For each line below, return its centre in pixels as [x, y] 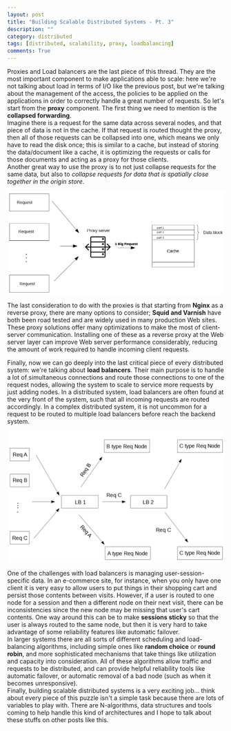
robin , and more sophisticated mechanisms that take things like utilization [112, 654]
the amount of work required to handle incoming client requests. [98, 349]
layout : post [26, 14]
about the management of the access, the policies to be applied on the [108, 94]
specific [19, 581]
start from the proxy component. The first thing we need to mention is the [112, 108]
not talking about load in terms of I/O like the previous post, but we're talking [116, 86]
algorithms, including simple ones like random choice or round [126, 646]
